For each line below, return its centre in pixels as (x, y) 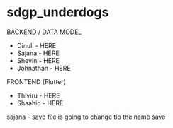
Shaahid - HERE (40, 103)
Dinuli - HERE (37, 45)
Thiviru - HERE (38, 95)
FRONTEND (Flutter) (37, 81)
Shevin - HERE (38, 60)
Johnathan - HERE (44, 68)
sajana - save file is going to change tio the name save (86, 117)
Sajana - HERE (38, 53)
